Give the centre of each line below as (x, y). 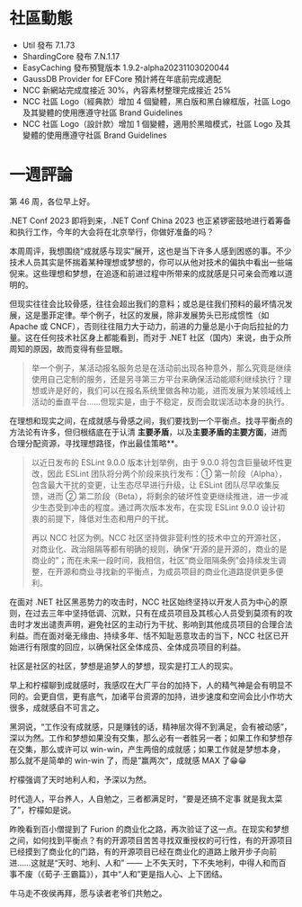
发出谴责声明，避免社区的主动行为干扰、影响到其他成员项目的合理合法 (163, 624)
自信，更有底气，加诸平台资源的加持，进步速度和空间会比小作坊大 (170, 696)
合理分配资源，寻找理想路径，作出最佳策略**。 (96, 443)
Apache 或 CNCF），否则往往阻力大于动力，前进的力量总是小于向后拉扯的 (145, 326)
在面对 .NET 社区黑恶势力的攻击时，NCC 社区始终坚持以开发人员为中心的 (145, 602)
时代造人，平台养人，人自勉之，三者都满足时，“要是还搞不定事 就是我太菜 (146, 798)
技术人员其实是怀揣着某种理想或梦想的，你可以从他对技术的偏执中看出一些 (147, 262)
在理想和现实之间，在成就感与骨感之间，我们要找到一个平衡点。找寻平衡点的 (151, 420)
